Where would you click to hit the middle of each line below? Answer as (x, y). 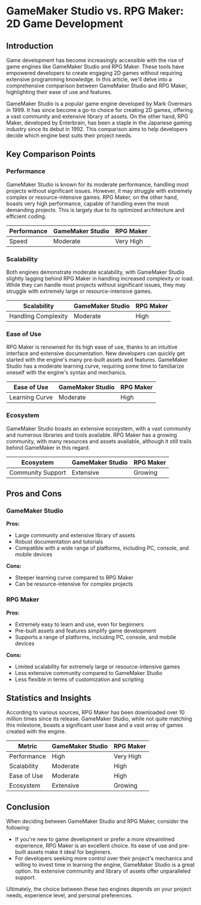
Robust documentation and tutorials (59, 542)
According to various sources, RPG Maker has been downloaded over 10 (95, 712)
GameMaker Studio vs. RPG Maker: (95, 11)
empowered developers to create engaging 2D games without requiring (94, 73)
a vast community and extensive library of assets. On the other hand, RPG (97, 116)
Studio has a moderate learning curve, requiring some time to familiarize (95, 366)
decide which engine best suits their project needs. (69, 135)
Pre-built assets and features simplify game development (86, 631)
